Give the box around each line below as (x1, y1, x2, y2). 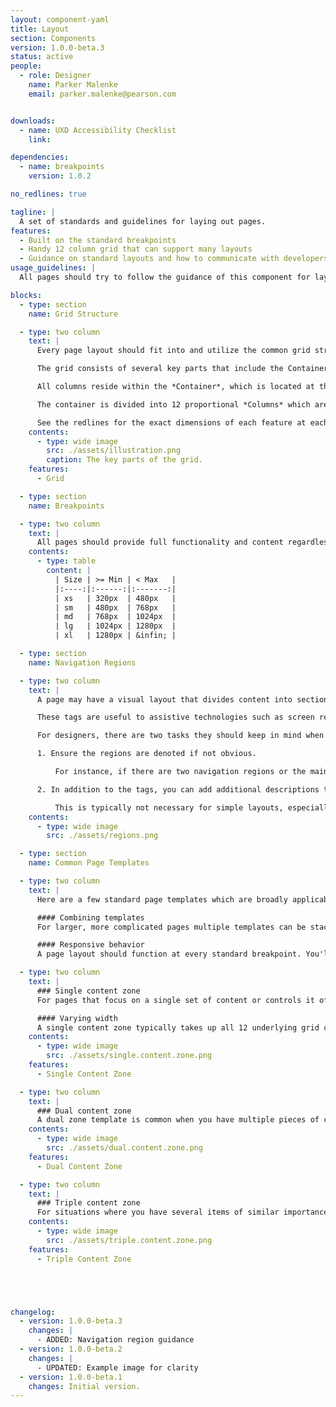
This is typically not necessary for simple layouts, (54, 802, 284, 813)
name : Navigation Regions (28, 657, 137, 668)
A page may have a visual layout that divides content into (36, 694, 293, 705)
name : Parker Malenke (28, 80, 118, 90)
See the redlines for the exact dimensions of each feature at (36, 417, 307, 428)
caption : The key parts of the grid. (46, 455, 203, 465)
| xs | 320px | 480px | (54, 593, 177, 603)
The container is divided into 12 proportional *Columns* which (36, 399, 311, 410)
